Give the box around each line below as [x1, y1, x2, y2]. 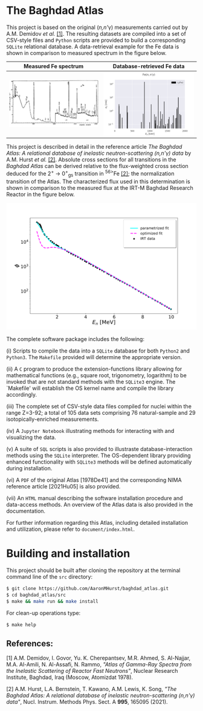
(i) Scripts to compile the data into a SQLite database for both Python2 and [6, 347, 190, 354]
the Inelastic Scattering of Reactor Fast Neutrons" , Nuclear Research [6, 667, 178, 675]
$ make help [6, 622, 36, 628]
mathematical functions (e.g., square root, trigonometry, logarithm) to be [6, 372, 187, 379]
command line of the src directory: [6, 573, 92, 580]
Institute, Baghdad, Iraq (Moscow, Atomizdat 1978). [6, 674, 134, 681]
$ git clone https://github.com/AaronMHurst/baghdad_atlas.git [6, 586, 169, 592]
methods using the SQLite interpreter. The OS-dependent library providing [6, 452, 192, 459]
